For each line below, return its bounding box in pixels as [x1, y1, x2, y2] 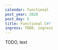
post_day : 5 [5, 16, 29, 21]
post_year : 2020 [5, 12, 38, 17]
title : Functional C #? [5, 21, 51, 26]
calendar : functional [5, 7, 49, 12]
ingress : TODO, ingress [5, 26, 54, 31]
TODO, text [5, 39, 28, 45]
